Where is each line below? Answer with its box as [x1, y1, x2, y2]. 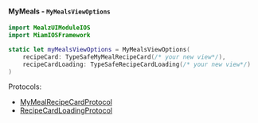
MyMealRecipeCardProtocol [19, 98, 113, 107]
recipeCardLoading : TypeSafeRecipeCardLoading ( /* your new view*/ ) [22, 60, 251, 68]
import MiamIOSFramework [8, 32, 91, 40]
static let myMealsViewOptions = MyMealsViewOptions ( [8, 45, 191, 53]
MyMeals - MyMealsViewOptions [8, 6, 111, 16]
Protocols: [8, 82, 42, 91]
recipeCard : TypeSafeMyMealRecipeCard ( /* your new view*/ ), [22, 52, 226, 61]
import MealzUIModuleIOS [8, 24, 91, 32]
